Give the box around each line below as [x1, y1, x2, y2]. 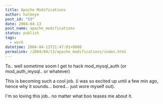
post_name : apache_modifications [5, 26, 75, 31]
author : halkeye [5, 12, 39, 17]
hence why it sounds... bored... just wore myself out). [5, 83, 115, 89]
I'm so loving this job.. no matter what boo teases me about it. [5, 93, 133, 99]
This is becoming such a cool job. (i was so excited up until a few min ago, [5, 78, 159, 84]
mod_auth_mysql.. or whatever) [5, 68, 70, 74]
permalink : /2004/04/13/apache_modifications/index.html [5, 49, 127, 54]
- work [10, 40, 24, 45]
